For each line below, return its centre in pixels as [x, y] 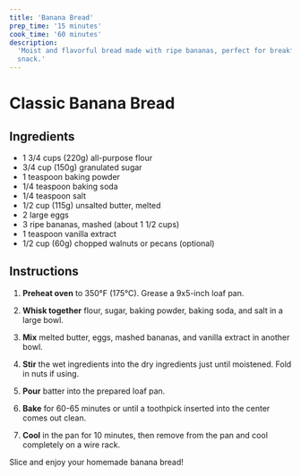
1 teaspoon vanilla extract [69, 234]
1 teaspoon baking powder [71, 177]
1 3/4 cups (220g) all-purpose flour [87, 158]
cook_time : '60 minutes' [56, 34]
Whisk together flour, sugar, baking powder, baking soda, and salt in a [153, 310]
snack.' [32, 59]
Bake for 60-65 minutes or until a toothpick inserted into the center [146, 408]
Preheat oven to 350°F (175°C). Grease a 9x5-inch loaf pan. [133, 293]
